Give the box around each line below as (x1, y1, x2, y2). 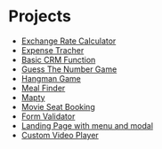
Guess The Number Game (20, 64, 117, 74)
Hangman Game (20, 73, 81, 83)
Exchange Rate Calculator (20, 35, 117, 46)
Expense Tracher (20, 44, 85, 55)
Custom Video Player (20, 129, 99, 140)
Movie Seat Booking (20, 101, 95, 112)
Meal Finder (20, 82, 66, 93)
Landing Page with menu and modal (20, 120, 153, 130)
